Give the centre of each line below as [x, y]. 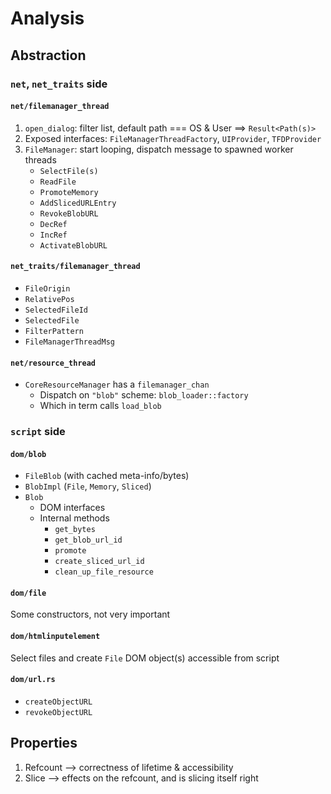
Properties [44, 743]
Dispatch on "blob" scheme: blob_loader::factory [144, 395]
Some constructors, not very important [90, 614]
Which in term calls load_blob [100, 406]
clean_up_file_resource [104, 572]
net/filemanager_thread [60, 107]
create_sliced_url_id [99, 562]
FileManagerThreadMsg [69, 342]
